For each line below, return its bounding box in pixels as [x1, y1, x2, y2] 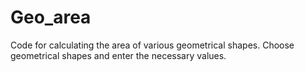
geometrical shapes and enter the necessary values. [10, 49, 227, 61]
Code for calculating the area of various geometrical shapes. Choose [10, 39, 295, 51]
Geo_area [10, 6, 92, 29]
